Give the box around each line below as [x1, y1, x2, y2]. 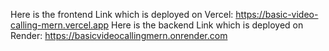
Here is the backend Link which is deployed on [111, 19, 304, 31]
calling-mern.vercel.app [10, 19, 110, 31]
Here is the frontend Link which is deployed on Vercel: [10, 9, 234, 20]
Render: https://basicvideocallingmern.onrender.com [10, 30, 228, 41]
